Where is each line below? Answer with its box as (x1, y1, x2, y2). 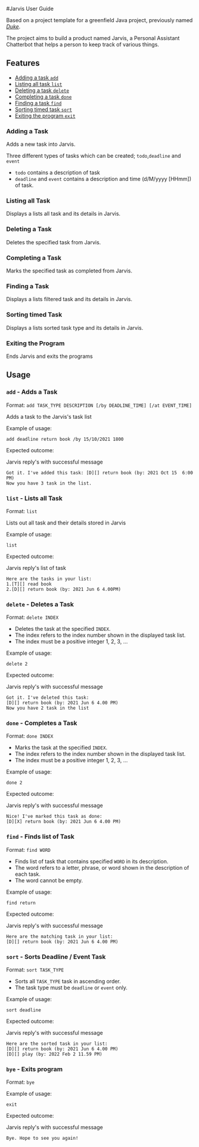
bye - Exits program (6, 1065, 63, 1073)
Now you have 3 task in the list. (6, 480, 92, 486)
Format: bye (6, 1078, 35, 1086)
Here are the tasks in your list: (6, 576, 92, 582)
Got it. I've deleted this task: (6, 695, 89, 701)
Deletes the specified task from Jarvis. (6, 238, 101, 246)
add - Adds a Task (6, 388, 58, 396)
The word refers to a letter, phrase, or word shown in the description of (14, 864, 189, 871)
